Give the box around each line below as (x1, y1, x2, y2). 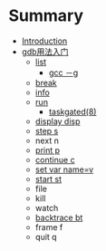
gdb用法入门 (21, 46, 69, 57)
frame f (34, 221, 63, 232)
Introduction (21, 35, 68, 46)
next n (34, 135, 60, 146)
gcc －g (48, 67, 79, 78)
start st (34, 173, 63, 184)
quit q (34, 231, 57, 242)
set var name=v (34, 164, 94, 175)
